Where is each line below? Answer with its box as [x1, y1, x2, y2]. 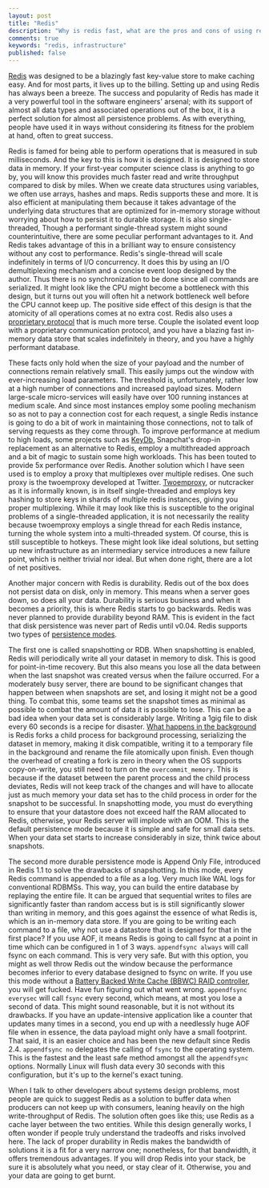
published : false [8, 49, 66, 57]
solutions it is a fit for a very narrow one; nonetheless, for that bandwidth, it [8, 1145, 257, 1154]
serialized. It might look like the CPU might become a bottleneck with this [8, 283, 250, 292]
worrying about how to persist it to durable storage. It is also [8, 214, 207, 224]
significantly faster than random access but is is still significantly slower [8, 900, 246, 909]
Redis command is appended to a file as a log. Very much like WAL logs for [8, 874, 256, 883]
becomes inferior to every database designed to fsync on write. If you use [8, 968, 253, 977]
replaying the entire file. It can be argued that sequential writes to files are [8, 891, 252, 900]
